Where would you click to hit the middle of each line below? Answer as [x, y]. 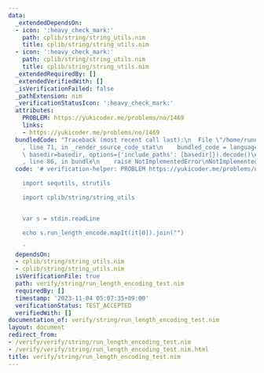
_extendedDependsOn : [49, 23]
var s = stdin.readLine [61, 218]
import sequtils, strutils [66, 183]
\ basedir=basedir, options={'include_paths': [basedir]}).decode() [137, 154]
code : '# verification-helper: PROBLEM [81, 169]
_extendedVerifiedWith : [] [59, 81]
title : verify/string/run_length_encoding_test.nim [94, 356]
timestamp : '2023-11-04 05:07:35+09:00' [82, 298]
